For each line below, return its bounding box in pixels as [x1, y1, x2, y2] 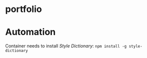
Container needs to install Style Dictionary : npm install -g [5, 43, 127, 49]
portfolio [5, 3, 42, 15]
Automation [5, 26, 56, 38]
